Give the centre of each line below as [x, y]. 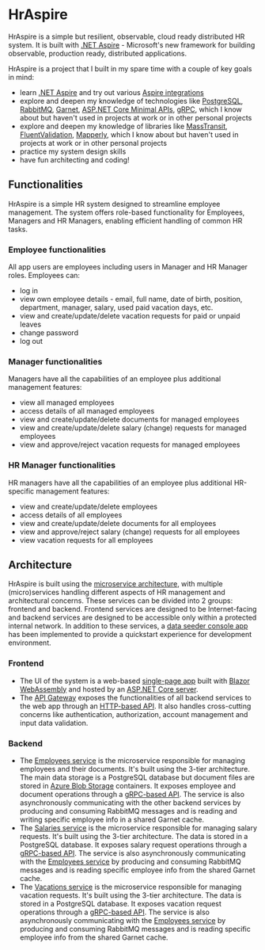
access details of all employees [71, 515]
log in [28, 291]
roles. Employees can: [44, 276]
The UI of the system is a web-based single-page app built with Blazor [135, 681]
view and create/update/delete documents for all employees [118, 523]
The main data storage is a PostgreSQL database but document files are [137, 777]
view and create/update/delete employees [89, 506]
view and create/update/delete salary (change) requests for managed [133, 428]
